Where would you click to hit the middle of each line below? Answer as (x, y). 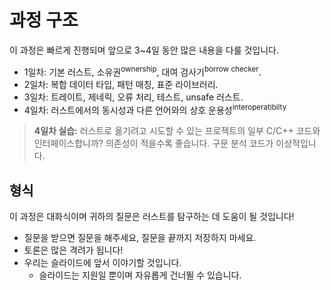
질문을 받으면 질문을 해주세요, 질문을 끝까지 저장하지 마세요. (140, 238)
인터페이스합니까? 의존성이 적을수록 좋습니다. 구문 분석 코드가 (153, 143)
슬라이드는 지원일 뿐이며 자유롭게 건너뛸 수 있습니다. (140, 275)
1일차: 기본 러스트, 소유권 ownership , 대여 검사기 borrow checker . (142, 71)
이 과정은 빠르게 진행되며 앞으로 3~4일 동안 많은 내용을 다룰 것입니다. (144, 50)
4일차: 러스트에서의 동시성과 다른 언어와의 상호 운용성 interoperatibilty (155, 109)
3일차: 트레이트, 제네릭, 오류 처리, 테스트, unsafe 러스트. (133, 97)
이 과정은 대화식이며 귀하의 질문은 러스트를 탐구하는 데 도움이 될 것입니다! (152, 217)
